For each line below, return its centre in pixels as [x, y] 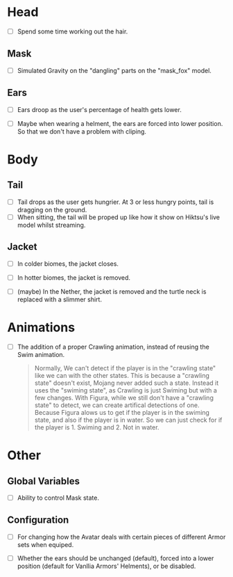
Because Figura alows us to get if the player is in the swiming [122, 412]
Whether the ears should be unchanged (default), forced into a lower [115, 558]
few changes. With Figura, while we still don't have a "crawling [124, 397]
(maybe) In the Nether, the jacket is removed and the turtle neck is [112, 291]
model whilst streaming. [51, 225]
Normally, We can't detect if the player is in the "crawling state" [125, 368]
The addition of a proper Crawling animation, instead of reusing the [113, 347]
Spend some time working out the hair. [72, 31]
